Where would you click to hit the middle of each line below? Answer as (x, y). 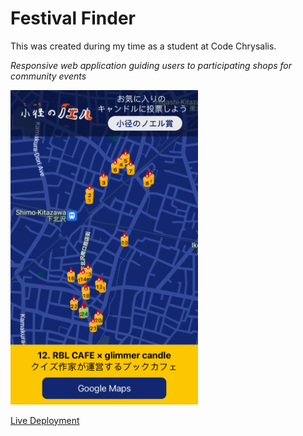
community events (48, 76)
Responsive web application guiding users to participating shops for (151, 65)
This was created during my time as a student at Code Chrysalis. (143, 46)
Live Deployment (45, 420)
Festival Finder (73, 18)
